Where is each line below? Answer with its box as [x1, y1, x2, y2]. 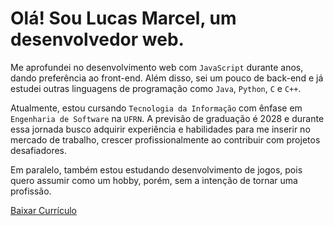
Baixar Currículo [10, 204, 77, 216]
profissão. [10, 185, 52, 197]
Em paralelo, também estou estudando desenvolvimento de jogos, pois [10, 163, 303, 176]
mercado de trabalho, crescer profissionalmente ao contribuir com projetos [10, 133, 321, 146]
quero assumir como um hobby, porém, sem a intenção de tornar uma [10, 174, 298, 186]
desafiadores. [10, 144, 68, 156]
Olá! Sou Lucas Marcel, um [10, 7, 237, 30]
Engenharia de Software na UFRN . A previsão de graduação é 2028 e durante [10, 112, 325, 124]
